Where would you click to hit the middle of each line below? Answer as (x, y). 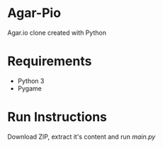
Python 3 (31, 81)
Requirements (50, 61)
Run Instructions (57, 117)
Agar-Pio (34, 13)
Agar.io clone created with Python (57, 33)
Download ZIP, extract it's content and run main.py (81, 137)
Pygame (30, 88)
